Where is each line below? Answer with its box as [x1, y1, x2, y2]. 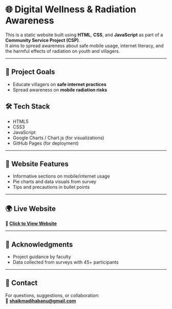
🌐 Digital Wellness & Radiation [5, 4, 137, 15]
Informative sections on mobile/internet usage [12, 173, 110, 180]
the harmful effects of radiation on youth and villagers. [5, 48, 120, 54]
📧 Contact [5, 279, 38, 288]
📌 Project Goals [5, 68, 55, 76]
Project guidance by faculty [12, 254, 71, 259]
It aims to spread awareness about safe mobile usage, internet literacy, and [5, 42, 164, 49]
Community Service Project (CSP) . [5, 37, 80, 43]
